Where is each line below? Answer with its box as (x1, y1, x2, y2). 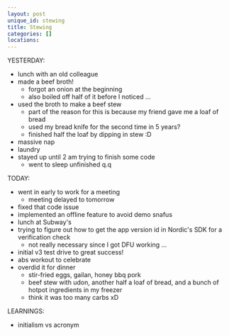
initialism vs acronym (17, 320, 79, 330)
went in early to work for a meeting (17, 188, 121, 196)
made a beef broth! (17, 77, 74, 86)
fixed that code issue (17, 203, 79, 211)
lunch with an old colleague (17, 70, 99, 79)
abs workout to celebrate (17, 256, 91, 264)
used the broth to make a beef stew (17, 100, 122, 108)
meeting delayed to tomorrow (28, 196, 115, 204)
